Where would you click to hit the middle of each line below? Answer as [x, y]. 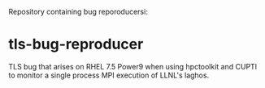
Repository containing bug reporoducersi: [78, 12]
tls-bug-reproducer [76, 44]
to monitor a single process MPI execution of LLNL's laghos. [109, 75]
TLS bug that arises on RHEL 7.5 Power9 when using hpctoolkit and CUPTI [133, 66]
